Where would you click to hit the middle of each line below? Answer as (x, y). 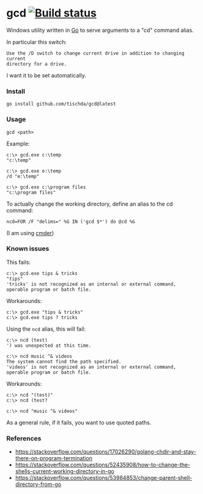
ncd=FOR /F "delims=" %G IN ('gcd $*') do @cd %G (71, 222)
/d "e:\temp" (23, 176)
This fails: (19, 262)
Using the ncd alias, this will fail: (46, 329)
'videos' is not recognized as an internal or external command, (91, 367)
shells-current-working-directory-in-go (65, 471)
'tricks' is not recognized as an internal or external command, (91, 284)
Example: (18, 144)
